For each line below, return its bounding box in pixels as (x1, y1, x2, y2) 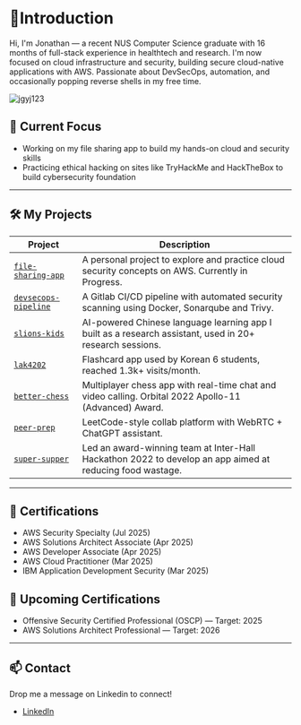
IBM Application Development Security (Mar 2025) (21, 565, 209, 576)
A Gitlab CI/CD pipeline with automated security (82, 290, 283, 303)
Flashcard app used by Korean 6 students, (82, 353, 261, 366)
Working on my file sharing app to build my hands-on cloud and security (21, 142, 289, 153)
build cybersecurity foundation (21, 171, 136, 182)
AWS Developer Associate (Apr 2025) (21, 547, 162, 557)
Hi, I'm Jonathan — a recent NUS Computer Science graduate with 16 (9, 38, 266, 48)
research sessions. (82, 338, 161, 350)
